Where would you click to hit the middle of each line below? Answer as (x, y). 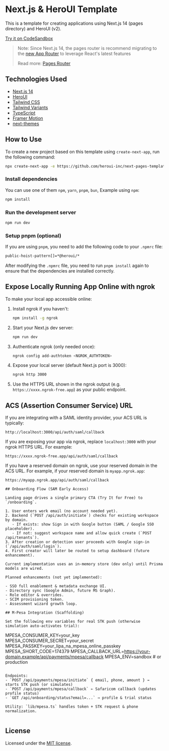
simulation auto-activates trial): (43, 626)
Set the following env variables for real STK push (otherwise (73, 622)
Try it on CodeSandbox (29, 38)
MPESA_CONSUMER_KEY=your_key (43, 635)
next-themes (26, 123)
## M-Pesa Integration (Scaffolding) (45, 613)
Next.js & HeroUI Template (61, 9)
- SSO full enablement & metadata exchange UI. (56, 586)
